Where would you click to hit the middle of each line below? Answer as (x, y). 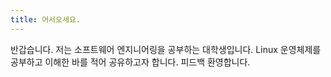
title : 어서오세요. (45, 19)
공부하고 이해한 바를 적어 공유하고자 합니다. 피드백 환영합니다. (130, 62)
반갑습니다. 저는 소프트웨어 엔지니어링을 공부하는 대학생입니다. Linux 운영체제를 (166, 49)
